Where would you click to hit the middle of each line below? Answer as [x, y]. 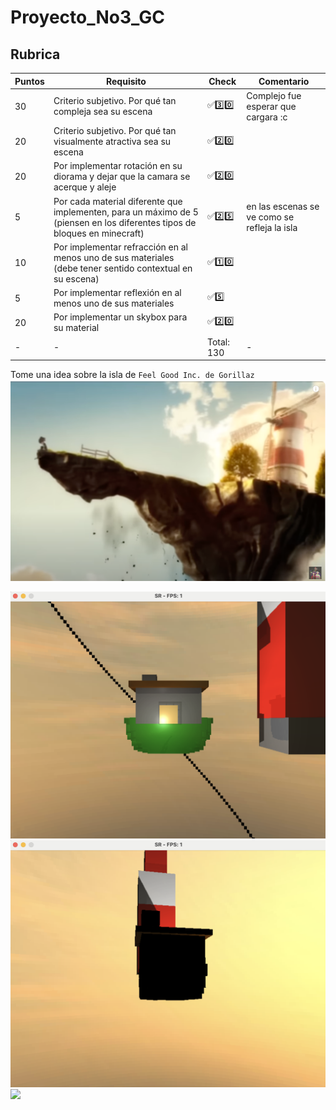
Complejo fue [274, 95]
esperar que [271, 106]
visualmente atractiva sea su [112, 141]
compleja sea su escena [103, 112]
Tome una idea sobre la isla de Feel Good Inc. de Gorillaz [132, 374]
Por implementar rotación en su [118, 166]
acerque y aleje [85, 187]
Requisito [126, 81]
